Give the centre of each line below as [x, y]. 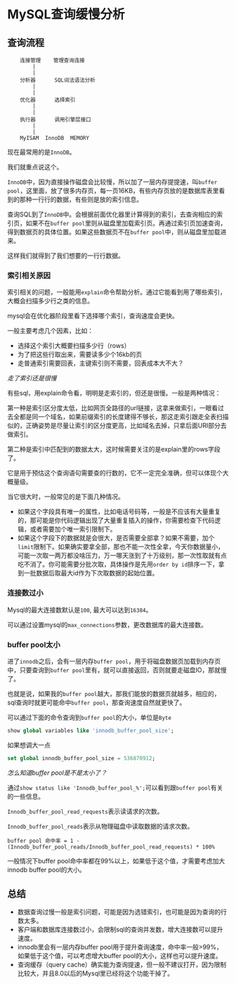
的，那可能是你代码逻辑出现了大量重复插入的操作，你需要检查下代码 [116, 520]
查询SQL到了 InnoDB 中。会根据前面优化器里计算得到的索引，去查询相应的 [112, 214]
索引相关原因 [29, 275]
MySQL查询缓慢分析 [66, 14]
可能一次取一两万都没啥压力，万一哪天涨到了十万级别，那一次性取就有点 [122, 556]
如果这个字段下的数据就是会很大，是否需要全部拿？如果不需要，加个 [116, 538]
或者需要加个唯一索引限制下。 [73, 529]
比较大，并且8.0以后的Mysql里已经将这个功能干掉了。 [96, 973]
